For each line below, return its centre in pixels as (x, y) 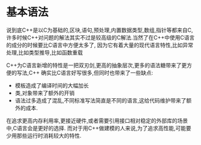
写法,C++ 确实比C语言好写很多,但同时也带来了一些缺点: (85, 72)
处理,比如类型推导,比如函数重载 (45, 52)
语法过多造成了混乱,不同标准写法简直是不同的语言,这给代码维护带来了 (100, 100)
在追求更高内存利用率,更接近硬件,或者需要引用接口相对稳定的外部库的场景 (97, 120)
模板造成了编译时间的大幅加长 (52, 85)
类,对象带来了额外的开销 (45, 93)
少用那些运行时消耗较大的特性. (44, 135)
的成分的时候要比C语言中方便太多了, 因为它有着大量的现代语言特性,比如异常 (100, 45)
